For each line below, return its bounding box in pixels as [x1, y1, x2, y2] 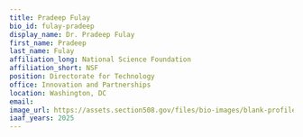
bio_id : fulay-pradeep [9, 22, 95, 31]
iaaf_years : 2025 [9, 114, 75, 123]
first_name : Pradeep [9, 38, 87, 48]
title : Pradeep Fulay [9, 13, 91, 23]
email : [9, 96, 34, 106]
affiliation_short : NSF [9, 64, 99, 73]
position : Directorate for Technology [9, 72, 155, 81]
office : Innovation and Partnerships [9, 80, 151, 89]
